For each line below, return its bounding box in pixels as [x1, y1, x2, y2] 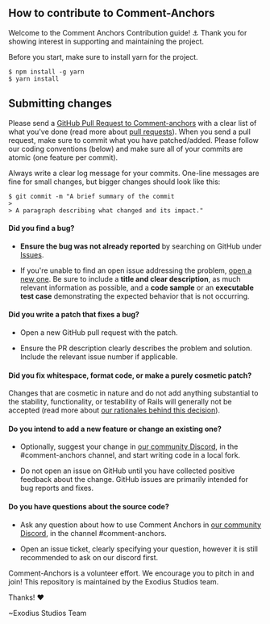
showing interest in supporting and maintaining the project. [8, 36, 204, 46]
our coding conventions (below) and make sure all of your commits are [8, 144, 243, 153]
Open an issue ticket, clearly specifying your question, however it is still [19, 544, 258, 554]
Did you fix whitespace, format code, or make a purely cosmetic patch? [8, 371, 252, 380]
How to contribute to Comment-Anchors [8, 6, 215, 20]
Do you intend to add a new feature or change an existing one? [8, 424, 222, 433]
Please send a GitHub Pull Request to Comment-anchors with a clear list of [8, 118, 257, 128]
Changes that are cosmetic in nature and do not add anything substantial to [8, 388, 259, 398]
